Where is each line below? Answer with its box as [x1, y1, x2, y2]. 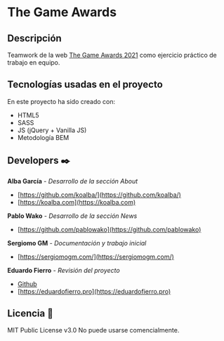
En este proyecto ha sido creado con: [7, 97, 116, 105]
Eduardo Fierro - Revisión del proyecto [7, 266, 121, 274]
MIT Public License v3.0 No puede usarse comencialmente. [7, 326, 180, 335]
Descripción [7, 32, 62, 44]
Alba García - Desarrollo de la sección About [7, 176, 138, 185]
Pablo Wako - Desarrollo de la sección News [7, 212, 138, 220]
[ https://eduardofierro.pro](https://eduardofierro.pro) [17, 287, 171, 295]
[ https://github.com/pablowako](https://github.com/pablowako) [17, 225, 202, 233]
